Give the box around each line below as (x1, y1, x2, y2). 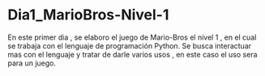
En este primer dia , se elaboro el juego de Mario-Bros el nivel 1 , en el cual (7, 32, 257, 42)
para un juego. (7, 58, 56, 68)
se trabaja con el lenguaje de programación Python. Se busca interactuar (7, 40, 252, 50)
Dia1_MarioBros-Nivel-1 (7, 6, 169, 24)
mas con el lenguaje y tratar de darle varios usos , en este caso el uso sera (7, 49, 258, 59)
